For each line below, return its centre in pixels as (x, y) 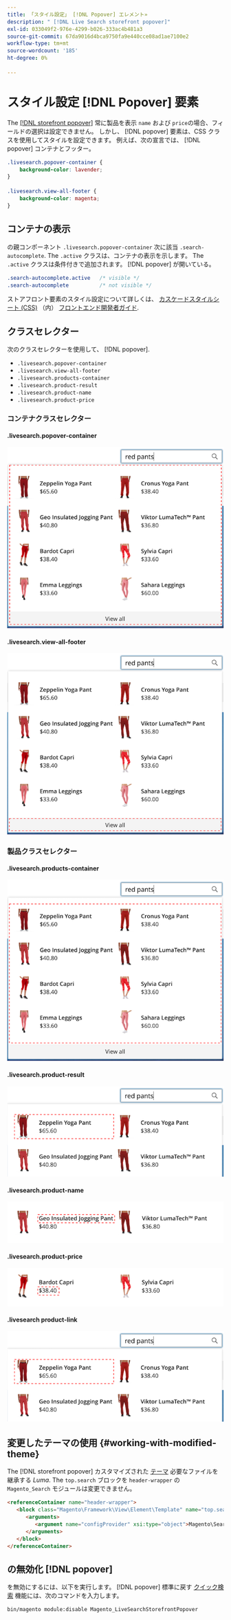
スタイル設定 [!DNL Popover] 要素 (103, 102)
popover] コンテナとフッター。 (51, 149)
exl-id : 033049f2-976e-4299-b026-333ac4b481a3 (75, 29)
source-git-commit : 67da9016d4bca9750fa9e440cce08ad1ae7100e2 (98, 36)
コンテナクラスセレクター (49, 419)
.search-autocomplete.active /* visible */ (73, 278)
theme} (23, 1454)
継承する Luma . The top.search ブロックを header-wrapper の (94, 1480)
